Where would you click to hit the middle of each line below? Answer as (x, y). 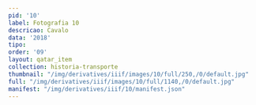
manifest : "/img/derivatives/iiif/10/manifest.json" (97, 89)
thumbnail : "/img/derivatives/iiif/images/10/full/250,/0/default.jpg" (128, 74)
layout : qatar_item (40, 60)
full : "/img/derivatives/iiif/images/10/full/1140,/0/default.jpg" (122, 81)
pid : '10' (24, 15)
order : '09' (28, 52)
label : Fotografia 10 (44, 23)
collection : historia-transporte (63, 67)
